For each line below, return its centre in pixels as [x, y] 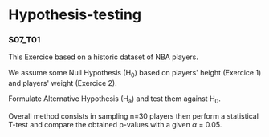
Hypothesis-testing [75, 15]
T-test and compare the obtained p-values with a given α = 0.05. [115, 125]
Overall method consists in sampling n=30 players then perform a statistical [134, 116]
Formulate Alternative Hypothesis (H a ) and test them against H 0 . [114, 100]
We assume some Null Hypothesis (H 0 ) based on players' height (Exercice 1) [135, 74]
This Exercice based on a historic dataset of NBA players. [104, 57]
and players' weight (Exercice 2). [63, 83]
